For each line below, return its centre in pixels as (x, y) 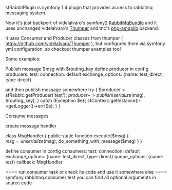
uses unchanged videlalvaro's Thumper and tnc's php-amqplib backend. (82, 28)
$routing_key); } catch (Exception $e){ (46, 100)
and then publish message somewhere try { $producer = (65, 90)
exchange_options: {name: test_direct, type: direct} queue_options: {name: (84, 156)
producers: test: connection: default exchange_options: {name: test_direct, (84, 74)
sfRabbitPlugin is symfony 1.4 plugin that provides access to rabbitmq (79, 7)
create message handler (31, 126)
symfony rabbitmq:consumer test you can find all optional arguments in (81, 177)
